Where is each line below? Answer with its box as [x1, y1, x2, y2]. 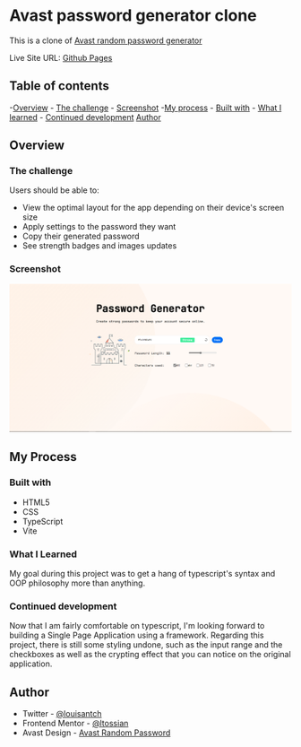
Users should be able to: [9, 185, 100, 195]
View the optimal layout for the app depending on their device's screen [21, 203, 285, 213]
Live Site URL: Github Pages [9, 52, 113, 63]
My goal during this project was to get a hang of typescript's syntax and [9, 569, 276, 579]
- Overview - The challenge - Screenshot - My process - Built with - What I [9, 102, 282, 113]
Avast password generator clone [9, 5, 257, 26]
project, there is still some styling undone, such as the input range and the [9, 639, 283, 650]
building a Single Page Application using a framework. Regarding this [9, 630, 264, 641]
